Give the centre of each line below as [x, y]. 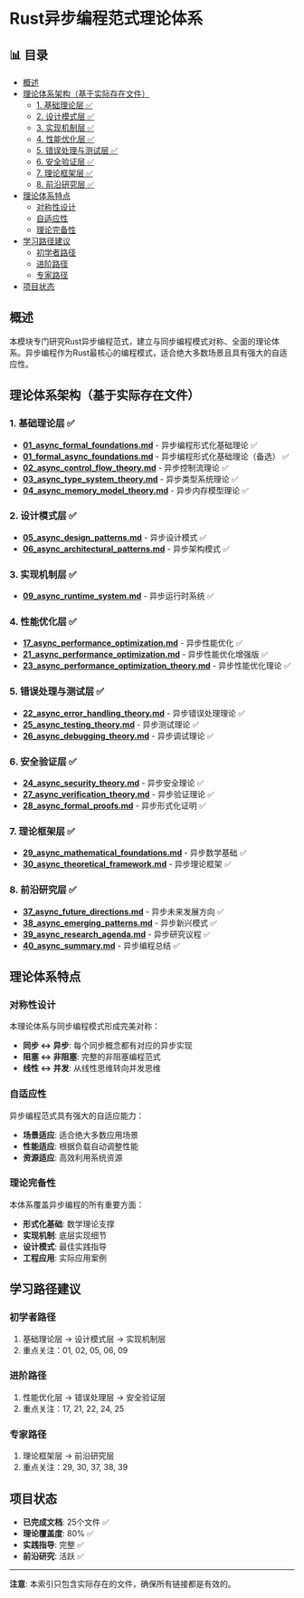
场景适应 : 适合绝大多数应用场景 [80, 1135]
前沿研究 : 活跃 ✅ [53, 1555]
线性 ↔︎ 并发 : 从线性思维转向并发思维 [91, 1068]
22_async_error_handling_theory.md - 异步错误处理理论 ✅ [134, 713]
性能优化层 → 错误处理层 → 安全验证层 [94, 1397]
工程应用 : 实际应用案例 [64, 1258]
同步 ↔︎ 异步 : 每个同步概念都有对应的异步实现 [107, 1046]
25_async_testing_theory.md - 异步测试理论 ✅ [111, 724]
